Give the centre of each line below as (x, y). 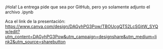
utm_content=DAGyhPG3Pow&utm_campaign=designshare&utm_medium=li (81, 37)
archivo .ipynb (19, 12)
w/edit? (13, 31)
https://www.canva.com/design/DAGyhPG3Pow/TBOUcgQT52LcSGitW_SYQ (81, 26)
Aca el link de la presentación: (35, 21)
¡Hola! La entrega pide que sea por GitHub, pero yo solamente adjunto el (78, 7)
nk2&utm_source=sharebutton (35, 42)
